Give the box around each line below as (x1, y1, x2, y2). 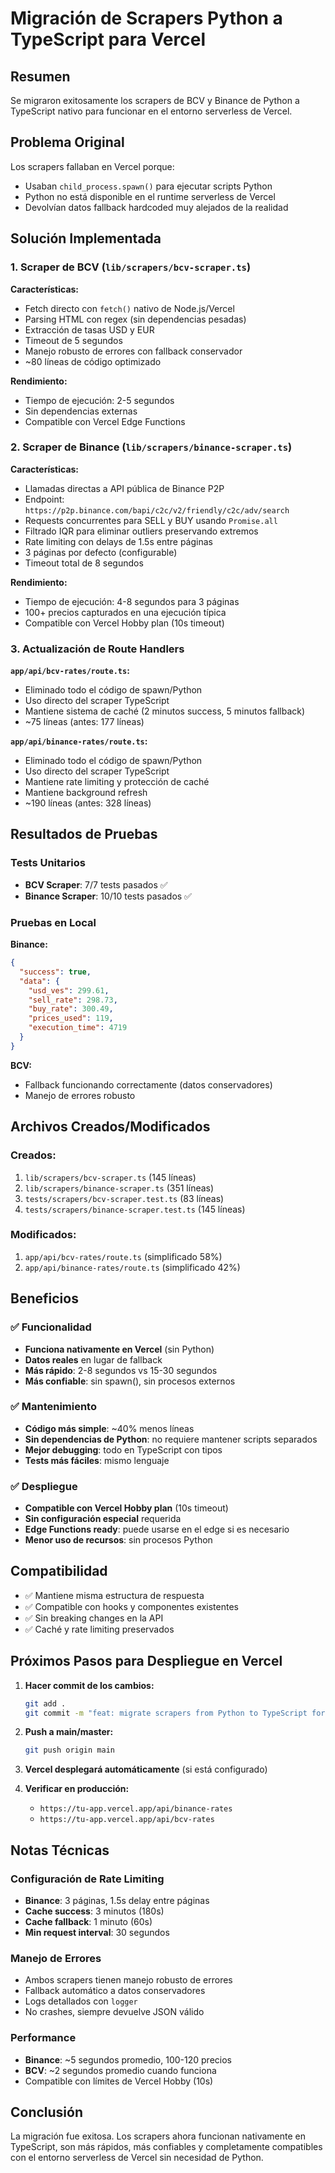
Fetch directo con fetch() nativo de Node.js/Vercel (24, 302, 235, 314)
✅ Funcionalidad (10, 1320, 92, 1334)
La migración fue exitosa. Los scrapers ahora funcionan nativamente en (10, 2130, 306, 2142)
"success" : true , (19, 967, 92, 977)
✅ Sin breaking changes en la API (24, 1612, 164, 1624)
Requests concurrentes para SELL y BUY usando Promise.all (24, 514, 278, 526)
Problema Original (10, 134, 125, 151)
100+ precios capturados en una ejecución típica (24, 606, 227, 618)
